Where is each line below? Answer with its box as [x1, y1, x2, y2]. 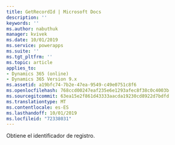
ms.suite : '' [6, 48, 39, 54]
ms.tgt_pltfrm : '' [6, 54, 53, 60]
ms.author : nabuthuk [6, 25, 59, 32]
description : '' [6, 14, 47, 21]
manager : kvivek [6, 31, 47, 37]
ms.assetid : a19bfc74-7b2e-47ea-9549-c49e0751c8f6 [6, 82, 137, 88]
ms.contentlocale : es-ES [6, 104, 69, 111]
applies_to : [6, 65, 36, 71]
